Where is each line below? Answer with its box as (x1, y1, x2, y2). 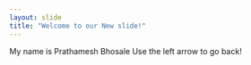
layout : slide (9, 12, 63, 22)
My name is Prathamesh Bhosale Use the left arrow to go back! (9, 45, 242, 56)
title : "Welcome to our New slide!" (9, 21, 146, 30)
